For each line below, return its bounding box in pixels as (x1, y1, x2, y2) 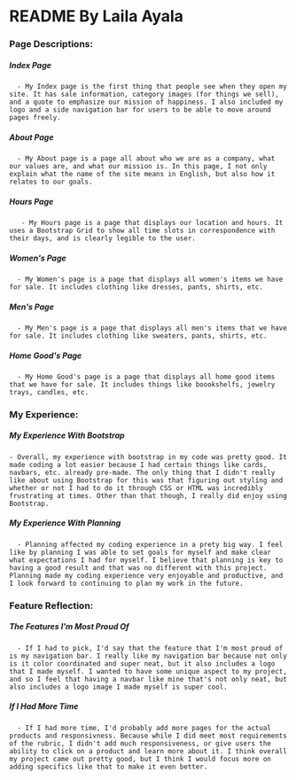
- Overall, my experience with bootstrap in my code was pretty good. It (9, 452, 288, 462)
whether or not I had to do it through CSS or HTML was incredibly (9, 483, 264, 493)
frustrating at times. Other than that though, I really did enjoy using (9, 491, 288, 500)
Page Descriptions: (9, 38, 93, 51)
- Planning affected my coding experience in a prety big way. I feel (17, 540, 284, 549)
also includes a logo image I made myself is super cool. (9, 682, 228, 691)
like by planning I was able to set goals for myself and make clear (9, 548, 272, 557)
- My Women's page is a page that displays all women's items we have (17, 275, 284, 284)
